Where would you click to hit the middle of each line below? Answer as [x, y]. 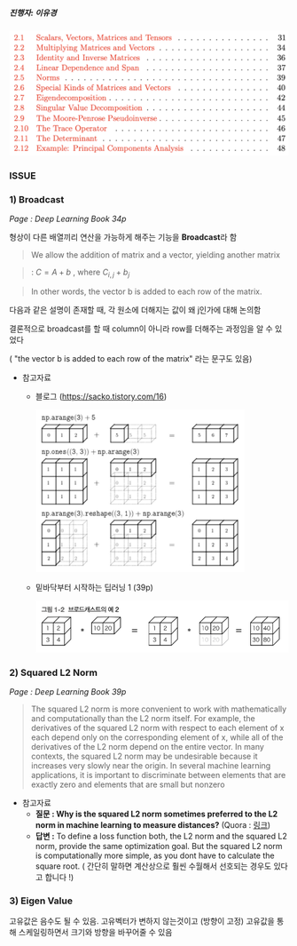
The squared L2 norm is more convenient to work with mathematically [159, 709]
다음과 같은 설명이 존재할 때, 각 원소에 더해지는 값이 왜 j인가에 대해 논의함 [135, 309]
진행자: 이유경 [33, 12]
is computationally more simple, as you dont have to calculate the [155, 855]
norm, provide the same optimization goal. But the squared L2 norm [159, 847]
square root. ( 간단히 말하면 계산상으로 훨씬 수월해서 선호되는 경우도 [153, 866]
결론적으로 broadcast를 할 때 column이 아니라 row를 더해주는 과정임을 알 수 [141, 329]
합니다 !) [59, 878]
